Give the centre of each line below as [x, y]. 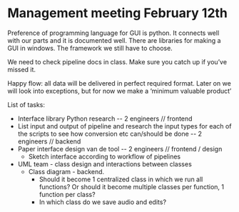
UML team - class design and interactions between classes [105, 164]
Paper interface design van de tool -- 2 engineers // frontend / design [120, 148]
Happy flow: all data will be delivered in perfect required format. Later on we [119, 83]
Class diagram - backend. [66, 171]
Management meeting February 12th [118, 13]
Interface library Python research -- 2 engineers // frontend [105, 118]
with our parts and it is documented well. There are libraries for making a [114, 40]
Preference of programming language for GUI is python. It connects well [113, 33]
